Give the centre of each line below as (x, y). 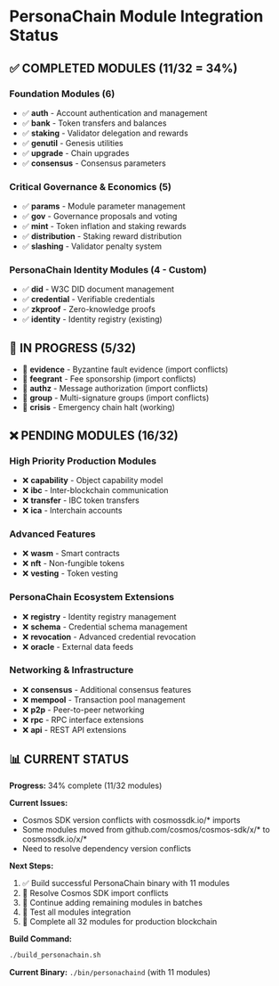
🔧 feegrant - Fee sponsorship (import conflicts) (109, 379)
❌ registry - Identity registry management (99, 616)
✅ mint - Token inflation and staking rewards (104, 226)
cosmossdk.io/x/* (54, 839)
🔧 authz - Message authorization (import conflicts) (115, 389)
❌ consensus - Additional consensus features (107, 689)
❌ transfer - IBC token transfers (80, 500)
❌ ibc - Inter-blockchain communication (95, 490)
